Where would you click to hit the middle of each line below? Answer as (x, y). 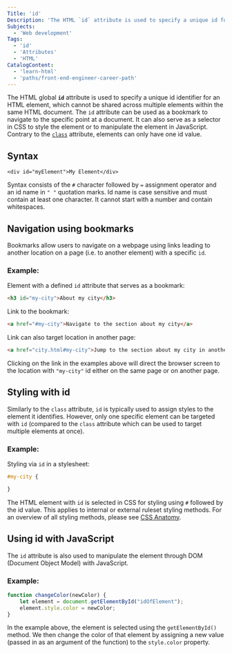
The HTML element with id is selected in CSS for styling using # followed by (115, 502)
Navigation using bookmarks (71, 229)
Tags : (15, 39)
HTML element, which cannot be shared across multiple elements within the (115, 105)
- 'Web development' (43, 33)
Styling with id (39, 393)
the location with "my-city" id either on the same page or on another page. (113, 370)
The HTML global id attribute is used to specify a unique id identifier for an (114, 98)
